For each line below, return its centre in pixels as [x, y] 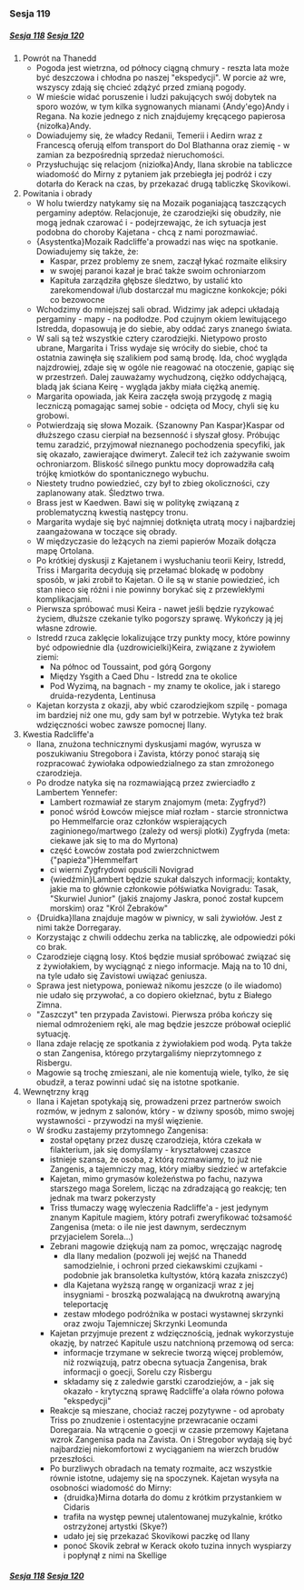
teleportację [86, 1304]
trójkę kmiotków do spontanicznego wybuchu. [123, 473]
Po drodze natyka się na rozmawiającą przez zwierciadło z [146, 782]
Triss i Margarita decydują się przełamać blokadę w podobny [150, 570]
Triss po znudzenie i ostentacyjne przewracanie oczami [154, 1420]
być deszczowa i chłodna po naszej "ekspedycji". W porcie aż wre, [161, 77]
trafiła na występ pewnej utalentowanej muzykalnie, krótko [173, 1516]
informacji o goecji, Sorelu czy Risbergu [137, 1372]
